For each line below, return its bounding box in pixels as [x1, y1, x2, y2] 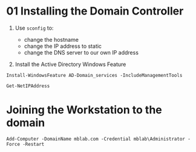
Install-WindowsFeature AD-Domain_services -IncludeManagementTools [6, 72, 183, 78]
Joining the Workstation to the [6, 103, 162, 117]
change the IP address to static [24, 42, 102, 50]
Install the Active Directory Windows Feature [15, 61, 126, 68]
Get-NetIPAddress [6, 83, 50, 89]
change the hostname [24, 36, 79, 43]
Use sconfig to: [15, 24, 54, 31]
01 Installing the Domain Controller [6, 4, 184, 18]
